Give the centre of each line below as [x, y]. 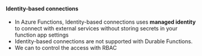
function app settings [41, 35]
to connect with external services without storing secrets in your [96, 29]
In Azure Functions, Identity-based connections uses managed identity [105, 22]
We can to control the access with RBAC [66, 48]
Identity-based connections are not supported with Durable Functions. [103, 41]
